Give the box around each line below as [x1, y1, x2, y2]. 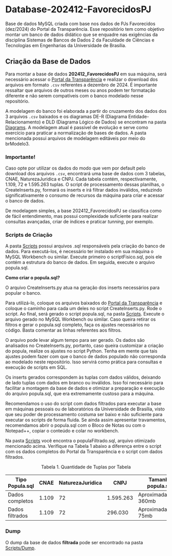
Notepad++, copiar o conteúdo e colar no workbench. [5, 428, 119, 434]
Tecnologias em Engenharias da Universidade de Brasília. [5, 42, 126, 48]
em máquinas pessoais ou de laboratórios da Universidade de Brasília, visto [5, 406, 165, 412]
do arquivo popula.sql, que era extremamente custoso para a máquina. [5, 390, 155, 397]
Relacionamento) [5, 119, 41, 125]
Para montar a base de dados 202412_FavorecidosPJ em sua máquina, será [5, 71, 167, 77]
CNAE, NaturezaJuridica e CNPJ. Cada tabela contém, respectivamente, [5, 176, 158, 182]
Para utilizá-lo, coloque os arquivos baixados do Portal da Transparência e [5, 300, 163, 306]
